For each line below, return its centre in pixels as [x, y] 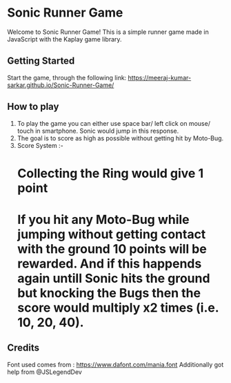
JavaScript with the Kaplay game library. [64, 39]
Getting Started [41, 61]
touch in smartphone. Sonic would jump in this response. [98, 131]
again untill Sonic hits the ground [113, 278]
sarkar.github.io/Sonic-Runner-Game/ [61, 85]
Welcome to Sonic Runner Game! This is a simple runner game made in [108, 32]
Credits [23, 348]
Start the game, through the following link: [67, 77]
